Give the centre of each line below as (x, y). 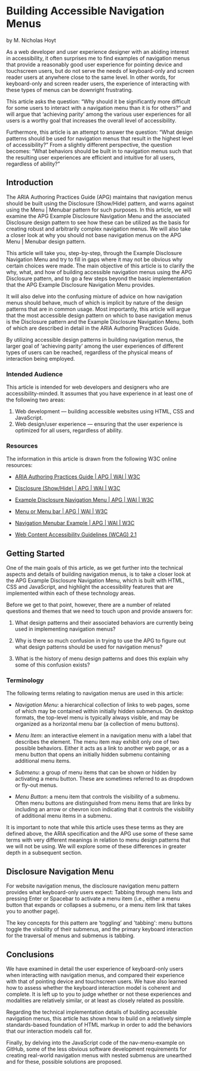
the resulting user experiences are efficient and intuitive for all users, (91, 157)
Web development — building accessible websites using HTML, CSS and (104, 412)
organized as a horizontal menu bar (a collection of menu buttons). (97, 724)
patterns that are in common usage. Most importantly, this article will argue (99, 309)
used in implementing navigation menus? (65, 629)
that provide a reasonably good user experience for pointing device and (95, 65)
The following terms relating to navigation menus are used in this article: (95, 693)
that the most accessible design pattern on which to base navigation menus (99, 315)
